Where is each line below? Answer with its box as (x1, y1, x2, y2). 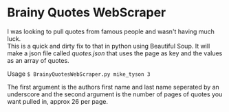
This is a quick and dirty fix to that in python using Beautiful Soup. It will (7, 42, 210, 50)
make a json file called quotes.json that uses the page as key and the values (7, 49, 223, 57)
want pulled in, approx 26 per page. (7, 97, 109, 105)
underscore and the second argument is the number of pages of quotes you (7, 90, 223, 98)
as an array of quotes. (7, 56, 70, 64)
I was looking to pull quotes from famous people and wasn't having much (7, 27, 215, 36)
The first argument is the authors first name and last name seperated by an (7, 83, 220, 91)
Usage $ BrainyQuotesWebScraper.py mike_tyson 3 (7, 70, 151, 78)
